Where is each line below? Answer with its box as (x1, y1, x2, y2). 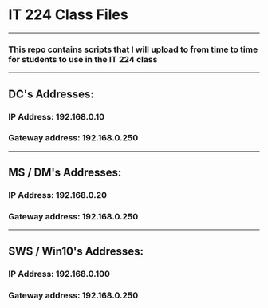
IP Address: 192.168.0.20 (8, 190, 108, 201)
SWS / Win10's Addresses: (8, 244, 144, 258)
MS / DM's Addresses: (8, 166, 122, 180)
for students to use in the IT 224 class (8, 53, 158, 65)
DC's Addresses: (8, 87, 94, 101)
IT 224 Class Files (8, 6, 129, 24)
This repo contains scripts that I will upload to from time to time (8, 44, 258, 55)
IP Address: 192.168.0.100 (8, 268, 110, 279)
